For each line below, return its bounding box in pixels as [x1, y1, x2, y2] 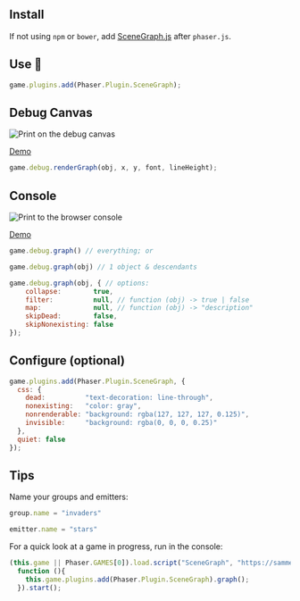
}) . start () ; [17, 583, 62, 592]
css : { [17, 385, 42, 394]
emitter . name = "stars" [9, 525, 98, 534]
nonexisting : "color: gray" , [25, 402, 142, 411]
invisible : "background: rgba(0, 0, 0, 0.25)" [25, 419, 218, 428]
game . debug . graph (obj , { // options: [9, 279, 150, 288]
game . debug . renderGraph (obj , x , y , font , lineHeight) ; [9, 163, 218, 172]
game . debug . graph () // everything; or [9, 246, 154, 255]
